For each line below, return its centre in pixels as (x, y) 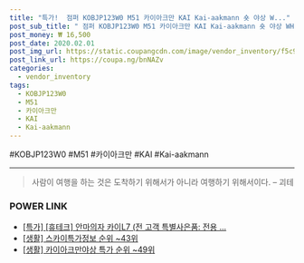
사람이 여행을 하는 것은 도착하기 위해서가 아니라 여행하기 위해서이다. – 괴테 (162, 182)
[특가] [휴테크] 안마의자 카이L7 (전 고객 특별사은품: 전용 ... (124, 227)
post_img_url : (36, 52)
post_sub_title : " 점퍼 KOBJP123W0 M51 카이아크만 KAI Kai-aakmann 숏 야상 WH (152, 26)
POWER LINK (38, 206)
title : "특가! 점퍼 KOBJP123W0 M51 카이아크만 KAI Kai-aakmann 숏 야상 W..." (150, 18)
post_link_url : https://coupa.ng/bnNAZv (87, 60)
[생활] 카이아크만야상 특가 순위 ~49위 (89, 249)
